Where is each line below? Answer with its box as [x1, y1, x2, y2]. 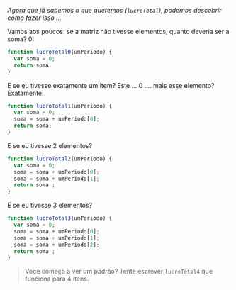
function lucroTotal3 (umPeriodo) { [7, 215, 113, 222]
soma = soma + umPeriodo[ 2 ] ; [13, 241, 100, 248]
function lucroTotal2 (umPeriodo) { [7, 155, 113, 162]
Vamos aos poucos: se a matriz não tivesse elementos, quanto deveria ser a [7, 28, 230, 35]
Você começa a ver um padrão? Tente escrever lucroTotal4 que [24, 267, 213, 276]
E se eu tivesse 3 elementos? [7, 201, 93, 210]
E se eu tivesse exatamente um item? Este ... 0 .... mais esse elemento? [7, 81, 215, 89]
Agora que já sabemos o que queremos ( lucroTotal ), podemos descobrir [7, 6, 222, 14]
